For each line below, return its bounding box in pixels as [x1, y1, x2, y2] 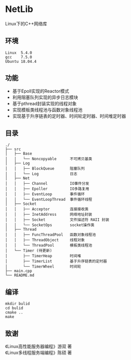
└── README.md [5, 273, 35, 278]
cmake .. [5, 310, 23, 315]
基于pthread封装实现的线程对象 [12, 100, 77, 106]
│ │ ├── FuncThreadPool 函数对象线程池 [5, 232, 96, 238]
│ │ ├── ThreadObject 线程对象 [5, 238, 85, 243]
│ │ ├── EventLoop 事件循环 [5, 192, 85, 197]
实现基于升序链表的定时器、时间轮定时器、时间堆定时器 [12, 113, 126, 119]
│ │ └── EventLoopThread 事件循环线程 [5, 197, 92, 202]
